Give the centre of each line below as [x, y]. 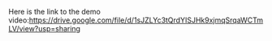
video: [19, 20]
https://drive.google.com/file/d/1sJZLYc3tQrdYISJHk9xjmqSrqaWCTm [146, 20]
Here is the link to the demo [55, 12]
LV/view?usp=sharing [45, 29]
